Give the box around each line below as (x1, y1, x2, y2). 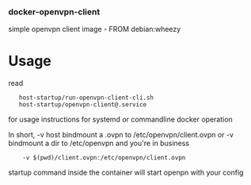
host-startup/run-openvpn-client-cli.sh (18, 94, 154, 102)
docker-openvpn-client (8, 6, 101, 17)
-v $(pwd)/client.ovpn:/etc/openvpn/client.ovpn (22, 154, 186, 162)
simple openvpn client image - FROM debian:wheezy (8, 25, 181, 34)
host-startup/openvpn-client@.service (18, 101, 147, 109)
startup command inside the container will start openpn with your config (8, 168, 244, 177)
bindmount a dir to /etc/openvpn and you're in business (8, 138, 190, 148)
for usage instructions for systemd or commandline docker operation (8, 114, 234, 125)
